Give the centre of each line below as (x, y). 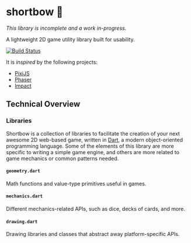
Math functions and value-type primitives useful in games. (76, 183)
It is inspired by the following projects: (52, 62)
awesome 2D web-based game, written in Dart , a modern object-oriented (95, 140)
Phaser (23, 79)
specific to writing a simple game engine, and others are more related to (93, 152)
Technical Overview (43, 104)
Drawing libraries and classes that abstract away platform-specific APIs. (93, 234)
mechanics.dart (25, 196)
